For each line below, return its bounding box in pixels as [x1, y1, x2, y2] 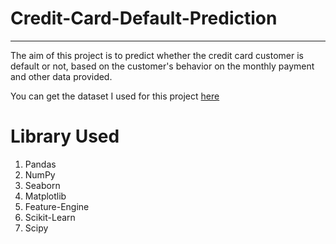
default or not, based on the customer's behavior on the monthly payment [10, 60, 315, 72]
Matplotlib [24, 190, 67, 202]
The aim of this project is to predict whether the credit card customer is [10, 49, 304, 61]
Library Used [10, 125, 120, 148]
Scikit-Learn [24, 211, 76, 223]
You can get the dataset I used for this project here [10, 90, 220, 102]
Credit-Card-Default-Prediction [10, 7, 278, 30]
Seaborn [24, 179, 61, 191]
